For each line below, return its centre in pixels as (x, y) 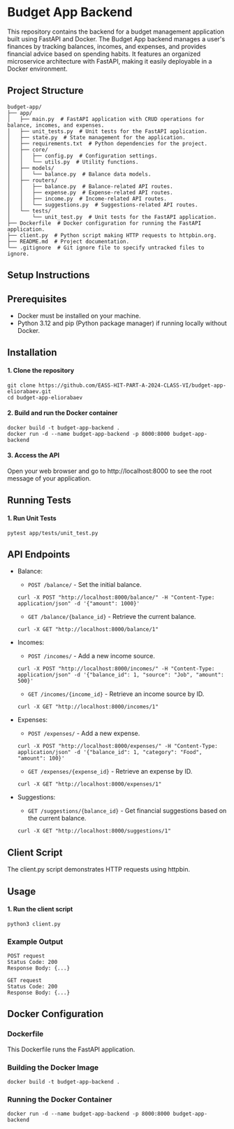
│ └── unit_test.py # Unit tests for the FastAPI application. (112, 217)
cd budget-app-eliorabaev (45, 397)
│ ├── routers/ (32, 180)
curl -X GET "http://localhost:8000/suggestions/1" (94, 831)
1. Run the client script (40, 909)
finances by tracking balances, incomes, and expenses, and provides (107, 46)
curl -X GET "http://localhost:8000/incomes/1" (88, 707)
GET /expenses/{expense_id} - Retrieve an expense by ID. (110, 772)
